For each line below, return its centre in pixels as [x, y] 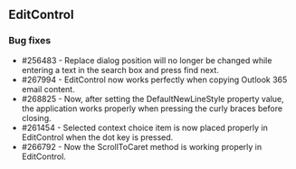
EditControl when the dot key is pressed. [97, 137]
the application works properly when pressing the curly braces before [152, 108]
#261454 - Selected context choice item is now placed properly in [145, 127]
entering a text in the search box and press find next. [120, 70]
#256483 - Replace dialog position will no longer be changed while [147, 60]
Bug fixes [30, 41]
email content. [48, 89]
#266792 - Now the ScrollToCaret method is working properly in [142, 146]
